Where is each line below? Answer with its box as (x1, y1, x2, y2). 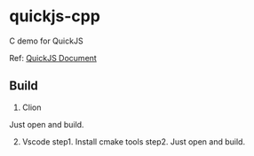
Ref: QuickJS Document (9, 52, 98, 63)
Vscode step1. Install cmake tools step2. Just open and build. (21, 136, 246, 147)
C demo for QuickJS (9, 35, 83, 46)
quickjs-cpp (9, 6, 100, 27)
